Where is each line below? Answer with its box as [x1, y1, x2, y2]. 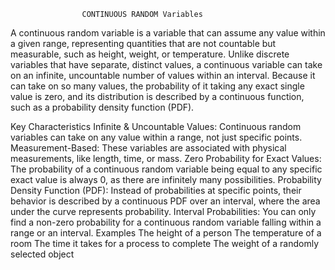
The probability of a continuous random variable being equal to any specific [10, 163, 323, 175]
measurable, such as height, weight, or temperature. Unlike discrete [10, 48, 290, 60]
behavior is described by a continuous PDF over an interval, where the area [10, 195, 321, 207]
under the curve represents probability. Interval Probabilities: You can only [10, 206, 317, 217]
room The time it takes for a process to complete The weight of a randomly [10, 238, 320, 249]
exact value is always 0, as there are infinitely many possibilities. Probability [10, 174, 322, 185]
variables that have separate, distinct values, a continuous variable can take [10, 59, 323, 70]
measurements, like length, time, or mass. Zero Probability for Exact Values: [10, 153, 322, 164]
